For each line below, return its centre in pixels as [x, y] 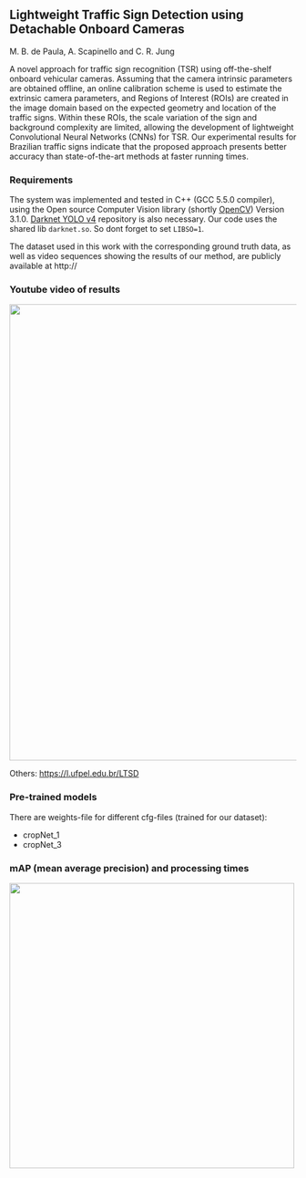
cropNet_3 [42, 844]
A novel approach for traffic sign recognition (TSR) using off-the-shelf [141, 68]
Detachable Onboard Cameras [97, 30]
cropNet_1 [41, 835]
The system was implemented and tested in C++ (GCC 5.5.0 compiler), [142, 200]
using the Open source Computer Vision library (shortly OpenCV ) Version [147, 210]
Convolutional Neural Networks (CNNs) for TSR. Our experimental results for [153, 137]
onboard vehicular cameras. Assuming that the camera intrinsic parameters [151, 78]
